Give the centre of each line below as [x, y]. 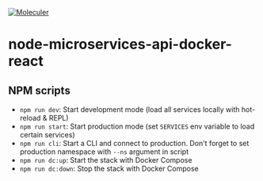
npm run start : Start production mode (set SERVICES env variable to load [137, 126]
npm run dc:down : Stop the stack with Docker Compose [109, 168]
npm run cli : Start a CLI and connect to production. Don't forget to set [134, 143]
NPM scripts [40, 90]
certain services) [47, 135]
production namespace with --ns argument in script [104, 152]
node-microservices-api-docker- [120, 44]
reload [30, 118]
